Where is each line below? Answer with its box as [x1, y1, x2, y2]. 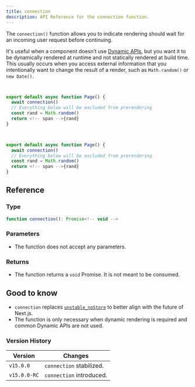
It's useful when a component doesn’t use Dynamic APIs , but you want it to [6, 47, 186, 54]
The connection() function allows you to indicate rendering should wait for [6, 30, 185, 37]
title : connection [6, 8, 51, 15]
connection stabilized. [44, 362, 104, 370]
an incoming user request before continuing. [6, 36, 113, 43]
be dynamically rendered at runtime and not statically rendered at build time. [6, 54, 190, 61]
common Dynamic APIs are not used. [14, 322, 104, 329]
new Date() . [6, 72, 34, 80]
